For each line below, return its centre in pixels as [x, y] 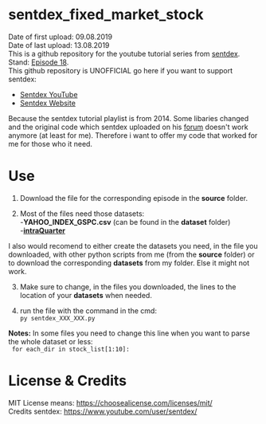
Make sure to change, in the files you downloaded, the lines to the [128, 287]
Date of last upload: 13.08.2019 [59, 45]
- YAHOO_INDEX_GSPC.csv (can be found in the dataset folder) [125, 222]
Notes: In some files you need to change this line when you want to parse [129, 333]
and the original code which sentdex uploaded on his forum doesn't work [128, 127]
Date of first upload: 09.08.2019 [61, 37]
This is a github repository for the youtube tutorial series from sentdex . [124, 53]
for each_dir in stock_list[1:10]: [70, 349]
